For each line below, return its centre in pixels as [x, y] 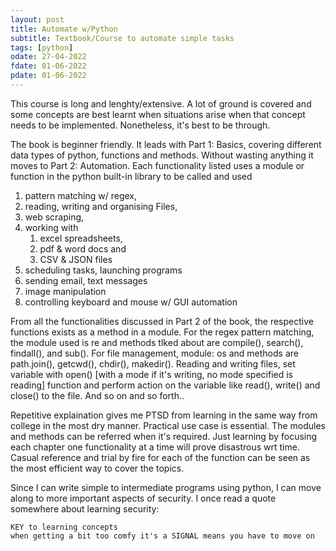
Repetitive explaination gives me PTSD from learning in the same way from [164, 415]
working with [51, 227]
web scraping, [54, 217]
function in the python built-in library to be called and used [131, 176]
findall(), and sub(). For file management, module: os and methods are [154, 353]
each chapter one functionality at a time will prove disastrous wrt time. [155, 447]
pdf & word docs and [83, 248]
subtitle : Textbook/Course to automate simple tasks [122, 38]
